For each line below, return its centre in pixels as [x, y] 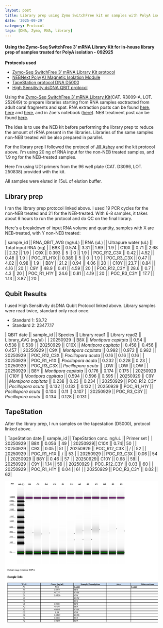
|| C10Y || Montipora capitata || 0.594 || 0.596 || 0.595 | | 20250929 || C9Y [80, 376]
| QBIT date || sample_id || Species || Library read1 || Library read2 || [73, 335]
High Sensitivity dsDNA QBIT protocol [50, 88]
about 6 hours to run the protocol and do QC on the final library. [69, 219]
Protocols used [21, 63]
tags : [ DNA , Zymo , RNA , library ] [39, 31]
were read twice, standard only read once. [47, 310]
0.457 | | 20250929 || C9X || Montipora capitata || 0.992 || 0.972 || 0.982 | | [81, 350]
